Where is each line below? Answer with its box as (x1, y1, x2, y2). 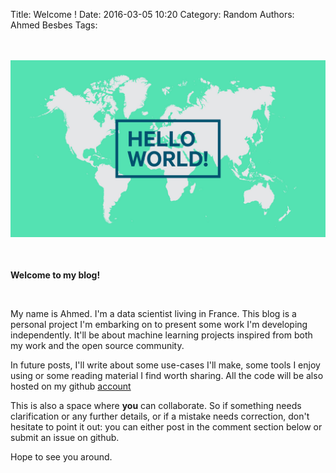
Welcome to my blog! (10, 269, 101, 281)
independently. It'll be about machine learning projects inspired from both (10, 329, 313, 341)
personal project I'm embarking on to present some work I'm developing (10, 319, 308, 331)
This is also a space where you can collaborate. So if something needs (10, 400, 302, 412)
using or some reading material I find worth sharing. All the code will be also (10, 370, 324, 382)
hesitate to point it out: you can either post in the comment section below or (10, 421, 323, 433)
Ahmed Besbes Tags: (10, 19, 98, 31)
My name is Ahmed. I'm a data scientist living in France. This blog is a (10, 308, 297, 320)
